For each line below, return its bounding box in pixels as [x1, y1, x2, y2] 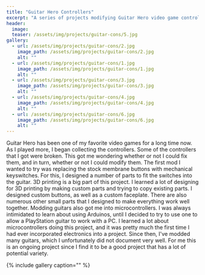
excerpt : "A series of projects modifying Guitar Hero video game [6, 15, 179, 21]
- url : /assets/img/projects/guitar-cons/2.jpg [12, 43, 135, 50]
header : [6, 20, 26, 26]
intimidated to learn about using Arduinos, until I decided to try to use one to [6, 211, 198, 218]
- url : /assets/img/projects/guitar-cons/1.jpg [12, 60, 135, 66]
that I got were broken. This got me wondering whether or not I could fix [6, 152, 188, 159]
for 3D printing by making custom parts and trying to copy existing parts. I [6, 185, 192, 193]
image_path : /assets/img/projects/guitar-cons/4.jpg [17, 100, 154, 106]
